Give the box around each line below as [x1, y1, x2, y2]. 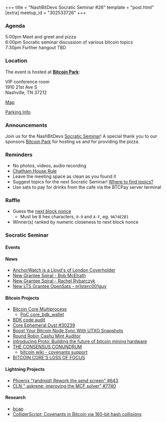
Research [5, 395, 26, 401]
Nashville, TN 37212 [5, 89, 47, 95]
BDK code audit [12, 317, 46, 323]
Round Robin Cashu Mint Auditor [12, 333, 81, 339]
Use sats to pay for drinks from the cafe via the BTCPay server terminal [12, 184, 161, 190]
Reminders [5, 151, 33, 158]
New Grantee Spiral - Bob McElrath [12, 273, 86, 279]
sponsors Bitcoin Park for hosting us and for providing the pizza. [5, 138, 140, 144]
